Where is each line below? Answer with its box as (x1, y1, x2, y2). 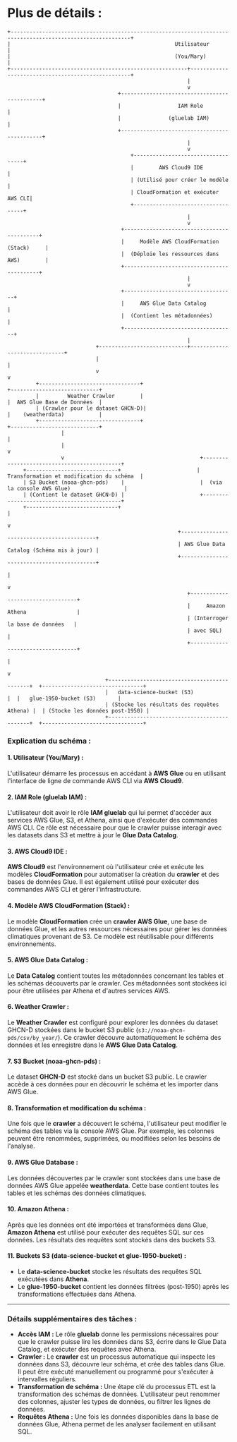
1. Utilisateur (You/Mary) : (7, 753, 84, 762)
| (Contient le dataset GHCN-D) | (23, 491, 125, 498)
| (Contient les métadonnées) (121, 312, 213, 319)
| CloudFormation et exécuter (130, 188, 219, 195)
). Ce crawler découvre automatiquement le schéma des (57, 1034, 221, 1042)
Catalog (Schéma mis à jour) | (7, 547, 99, 554)
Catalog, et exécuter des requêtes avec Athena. (17, 1345, 157, 1354)
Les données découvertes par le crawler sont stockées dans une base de (7, 1173, 221, 1182)
